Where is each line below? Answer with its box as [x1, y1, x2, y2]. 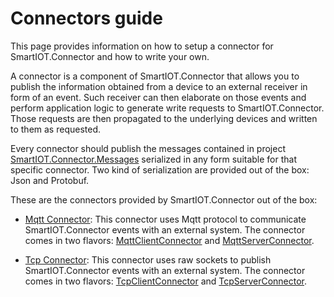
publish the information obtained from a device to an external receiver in [10, 80, 308, 92]
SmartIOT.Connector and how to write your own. [10, 50, 210, 62]
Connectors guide [10, 7, 163, 30]
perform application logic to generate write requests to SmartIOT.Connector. [10, 102, 325, 114]
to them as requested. [10, 123, 101, 135]
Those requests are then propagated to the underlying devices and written [10, 112, 318, 124]
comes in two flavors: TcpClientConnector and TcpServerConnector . [24, 275, 308, 287]
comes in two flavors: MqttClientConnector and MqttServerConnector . [24, 234, 315, 246]
